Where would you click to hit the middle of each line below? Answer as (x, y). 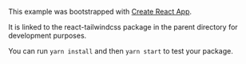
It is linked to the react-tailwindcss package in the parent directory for (123, 27)
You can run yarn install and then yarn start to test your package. (121, 51)
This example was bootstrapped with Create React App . (100, 12)
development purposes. (48, 36)
